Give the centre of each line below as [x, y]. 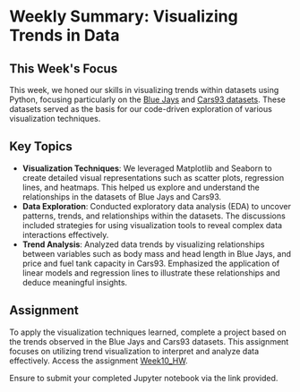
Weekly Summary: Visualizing [124, 17]
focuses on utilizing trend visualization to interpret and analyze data [134, 351]
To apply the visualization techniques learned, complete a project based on [148, 332]
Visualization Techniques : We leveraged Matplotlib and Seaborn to [147, 168]
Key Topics [41, 146]
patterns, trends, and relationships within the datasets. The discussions [154, 216]
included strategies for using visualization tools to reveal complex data [152, 225]
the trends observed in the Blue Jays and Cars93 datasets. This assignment [149, 341]
